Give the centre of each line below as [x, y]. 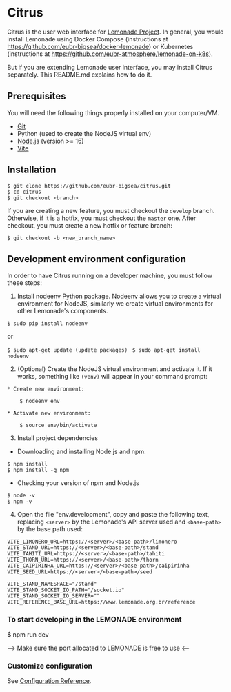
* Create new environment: [46, 389]
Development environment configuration [97, 259]
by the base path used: [50, 529]
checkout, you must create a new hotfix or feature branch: [90, 225]
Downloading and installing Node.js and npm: [81, 452]
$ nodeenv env [40, 402]
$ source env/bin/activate [58, 426]
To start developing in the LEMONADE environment [94, 620]
